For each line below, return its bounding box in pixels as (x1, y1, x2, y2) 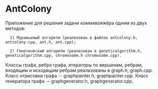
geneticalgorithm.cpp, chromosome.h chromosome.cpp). (5, 53, 122, 58)
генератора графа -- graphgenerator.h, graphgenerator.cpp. (5, 78, 134, 84)
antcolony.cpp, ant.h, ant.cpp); (5, 39, 76, 45)
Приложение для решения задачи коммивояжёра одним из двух (5, 20, 147, 26)
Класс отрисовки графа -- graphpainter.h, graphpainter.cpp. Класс (5, 72, 149, 79)
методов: (5, 25, 25, 31)
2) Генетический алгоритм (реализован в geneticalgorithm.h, (10, 48, 143, 53)
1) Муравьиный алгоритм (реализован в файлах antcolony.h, (10, 35, 138, 40)
